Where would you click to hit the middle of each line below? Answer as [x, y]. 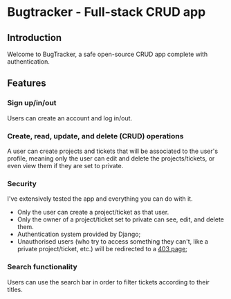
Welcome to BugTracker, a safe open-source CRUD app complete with [108, 54]
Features [27, 83]
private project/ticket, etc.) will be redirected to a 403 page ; [102, 249]
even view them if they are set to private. [65, 165]
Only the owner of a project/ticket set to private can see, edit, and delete [121, 219]
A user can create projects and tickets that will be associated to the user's [113, 151]
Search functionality [42, 267]
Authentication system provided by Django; [79, 234]
